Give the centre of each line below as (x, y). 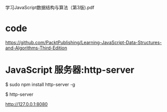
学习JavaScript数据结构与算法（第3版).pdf (50, 7)
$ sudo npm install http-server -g (40, 84)
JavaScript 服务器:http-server (70, 70)
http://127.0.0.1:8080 (27, 104)
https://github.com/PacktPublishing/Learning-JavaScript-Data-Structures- (83, 42)
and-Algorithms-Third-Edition (36, 48)
